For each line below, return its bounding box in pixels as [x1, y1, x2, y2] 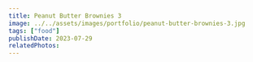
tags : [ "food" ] [8, 27, 60, 35]
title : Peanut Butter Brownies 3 [8, 11, 122, 20]
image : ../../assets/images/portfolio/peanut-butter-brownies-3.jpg [8, 19, 246, 27]
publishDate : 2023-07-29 [8, 34, 93, 43]
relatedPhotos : [8, 42, 60, 50]
